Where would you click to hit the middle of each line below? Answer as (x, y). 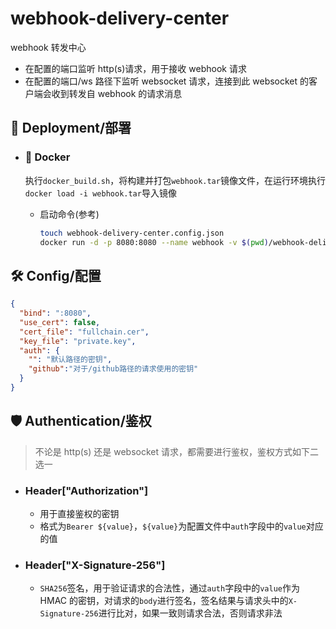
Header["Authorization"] (86, 490)
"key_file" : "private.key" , (78, 341)
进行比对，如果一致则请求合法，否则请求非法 (190, 613)
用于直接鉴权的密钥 (79, 514)
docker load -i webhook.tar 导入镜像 (100, 193)
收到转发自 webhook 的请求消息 (117, 93)
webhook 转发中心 (48, 47)
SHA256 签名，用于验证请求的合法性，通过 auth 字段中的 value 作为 (169, 588)
